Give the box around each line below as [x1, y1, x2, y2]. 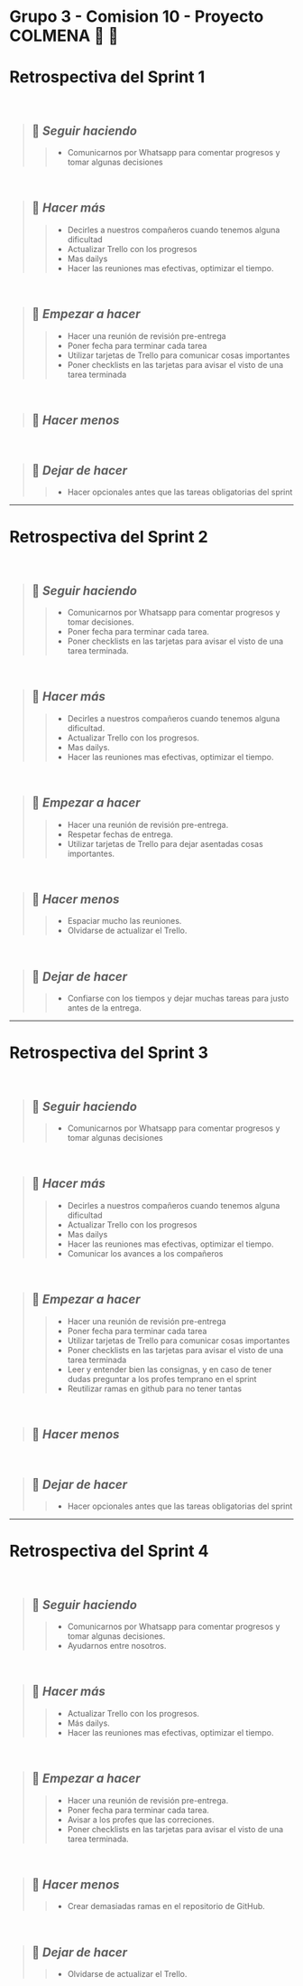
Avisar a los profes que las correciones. [67, 1814, 215, 1825]
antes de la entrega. [67, 1002, 142, 1013]
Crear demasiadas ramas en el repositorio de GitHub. [67, 1901, 266, 1912]
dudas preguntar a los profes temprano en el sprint [67, 1373, 257, 1384]
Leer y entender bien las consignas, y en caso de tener [67, 1363, 272, 1375]
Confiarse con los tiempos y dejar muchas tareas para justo [67, 993, 289, 1004]
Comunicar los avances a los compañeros [67, 1247, 224, 1258]
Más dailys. [67, 1718, 110, 1728]
